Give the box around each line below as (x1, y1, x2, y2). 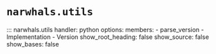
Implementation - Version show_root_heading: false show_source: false (6, 33, 210, 41)
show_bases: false (6, 40, 59, 48)
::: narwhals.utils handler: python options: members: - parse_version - (6, 25, 204, 33)
